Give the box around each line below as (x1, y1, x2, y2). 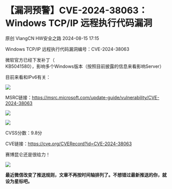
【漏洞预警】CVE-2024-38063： (5, 5, 148, 16)
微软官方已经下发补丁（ (5, 57, 55, 63)
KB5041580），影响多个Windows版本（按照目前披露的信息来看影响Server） (5, 63, 164, 69)
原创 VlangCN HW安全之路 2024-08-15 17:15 (5, 35, 99, 41)
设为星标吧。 (5, 178, 32, 184)
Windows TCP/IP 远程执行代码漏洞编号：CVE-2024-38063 (5, 46, 130, 52)
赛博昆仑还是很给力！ (5, 151, 50, 157)
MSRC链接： (5, 94, 32, 100)
